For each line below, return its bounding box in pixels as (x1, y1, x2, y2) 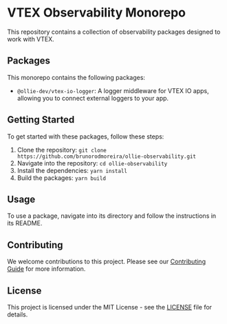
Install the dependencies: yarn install (17, 166, 127, 174)
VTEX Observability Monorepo (7, 5, 186, 21)
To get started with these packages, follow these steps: (7, 132, 164, 141)
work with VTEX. (7, 34, 55, 43)
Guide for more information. (7, 265, 86, 273)
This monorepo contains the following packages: (7, 73, 146, 81)
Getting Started (7, 114, 75, 125)
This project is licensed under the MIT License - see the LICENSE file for (7, 303, 212, 311)
